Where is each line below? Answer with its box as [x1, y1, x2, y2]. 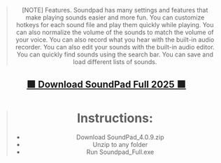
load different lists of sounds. [73, 58, 157, 65]
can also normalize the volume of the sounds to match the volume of [16, 28, 214, 36]
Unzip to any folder [92, 141, 148, 149]
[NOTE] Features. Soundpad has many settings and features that [22, 6, 208, 14]
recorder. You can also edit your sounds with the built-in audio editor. [15, 43, 215, 51]
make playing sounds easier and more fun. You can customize [25, 13, 205, 22]
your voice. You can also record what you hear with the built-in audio [15, 36, 215, 44]
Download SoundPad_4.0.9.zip [76, 133, 165, 141]
